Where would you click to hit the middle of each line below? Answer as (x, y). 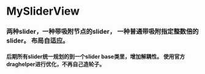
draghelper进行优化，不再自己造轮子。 (56, 64)
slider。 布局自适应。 (38, 41)
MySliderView (43, 11)
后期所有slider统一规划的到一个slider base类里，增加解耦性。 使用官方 (96, 56)
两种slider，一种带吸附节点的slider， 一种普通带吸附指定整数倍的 (102, 32)
